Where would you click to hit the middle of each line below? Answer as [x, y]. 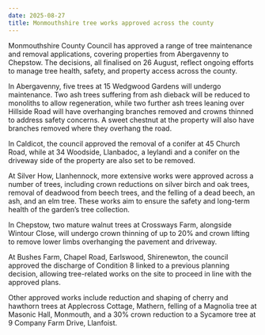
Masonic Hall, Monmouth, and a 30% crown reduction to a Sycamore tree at [132, 314]
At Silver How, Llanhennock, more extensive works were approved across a [131, 176]
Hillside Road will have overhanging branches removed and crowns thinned [131, 111]
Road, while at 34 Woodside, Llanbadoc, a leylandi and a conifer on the [124, 152]
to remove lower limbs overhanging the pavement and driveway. [113, 242]
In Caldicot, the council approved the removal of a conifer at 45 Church [124, 143]
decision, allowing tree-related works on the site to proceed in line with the [130, 273]
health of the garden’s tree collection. [69, 209]
